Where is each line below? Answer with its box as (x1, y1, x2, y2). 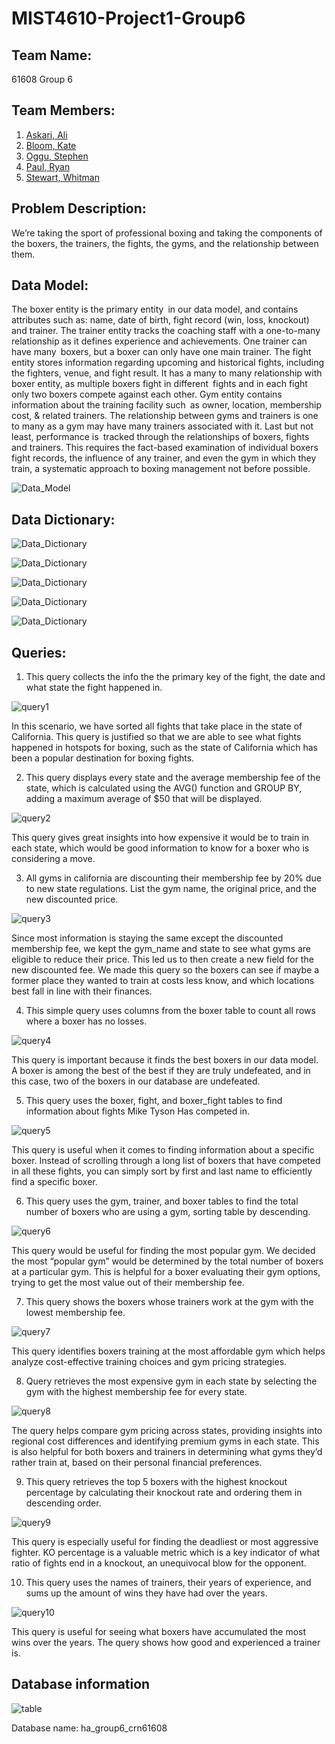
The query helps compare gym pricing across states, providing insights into (11, 1425, 323, 1437)
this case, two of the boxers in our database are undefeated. (11, 1075, 261, 1087)
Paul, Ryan (25, 160, 71, 172)
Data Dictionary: (11, 511, 116, 528)
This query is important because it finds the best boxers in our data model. (11, 1054, 319, 1066)
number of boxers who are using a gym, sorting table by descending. (25, 1206, 311, 1218)
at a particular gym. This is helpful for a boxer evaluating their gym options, (11, 1266, 321, 1278)
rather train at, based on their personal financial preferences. (11, 1457, 263, 1469)
